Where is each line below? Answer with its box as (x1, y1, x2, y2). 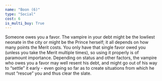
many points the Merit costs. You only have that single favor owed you (5, 44, 146, 50)
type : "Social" (5, 12, 36, 17)
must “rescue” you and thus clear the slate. (5, 70, 91, 76)
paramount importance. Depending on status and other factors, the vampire (5, 55, 157, 61)
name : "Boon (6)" (5, 7, 40, 12)
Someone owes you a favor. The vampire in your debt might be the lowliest (5, 34, 155, 40)
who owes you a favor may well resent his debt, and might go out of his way (5, 60, 158, 66)
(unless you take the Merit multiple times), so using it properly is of (5, 50, 139, 56)
